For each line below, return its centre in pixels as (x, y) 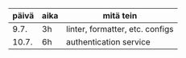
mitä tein (120, 15)
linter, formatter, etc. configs (120, 29)
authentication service (108, 42)
